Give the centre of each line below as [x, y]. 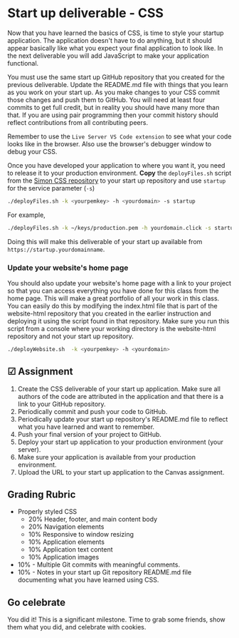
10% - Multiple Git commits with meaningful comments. [99, 564]
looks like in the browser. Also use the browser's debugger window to [110, 143]
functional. [23, 63]
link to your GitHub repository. [62, 404]
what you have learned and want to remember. [86, 427]
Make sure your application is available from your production [106, 457]
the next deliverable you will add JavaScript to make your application [108, 56]
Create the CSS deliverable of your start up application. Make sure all [119, 389]
